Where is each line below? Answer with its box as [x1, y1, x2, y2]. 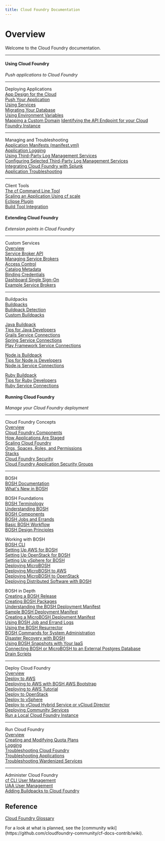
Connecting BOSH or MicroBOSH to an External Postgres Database [5, 645, 141, 652]
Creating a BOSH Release [5, 593, 57, 599]
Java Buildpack [5, 321, 36, 327]
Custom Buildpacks [5, 312, 45, 318]
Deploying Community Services [5, 707, 69, 713]
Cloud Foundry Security [5, 456, 54, 462]
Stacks [5, 450, 19, 457]
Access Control [5, 261, 36, 267]
